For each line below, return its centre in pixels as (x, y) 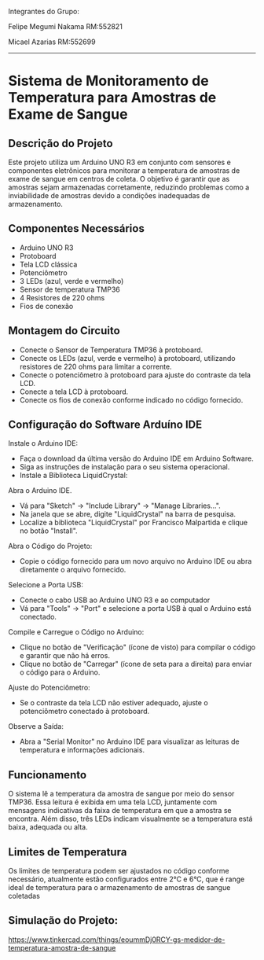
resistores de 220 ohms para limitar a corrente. (95, 366)
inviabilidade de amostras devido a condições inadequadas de (109, 195)
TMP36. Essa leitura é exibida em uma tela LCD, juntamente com (113, 802)
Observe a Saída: (36, 726)
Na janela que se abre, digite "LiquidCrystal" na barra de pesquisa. (128, 514)
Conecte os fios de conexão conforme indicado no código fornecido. (131, 399)
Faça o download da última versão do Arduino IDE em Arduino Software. (136, 458)
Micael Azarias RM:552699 (52, 42)
